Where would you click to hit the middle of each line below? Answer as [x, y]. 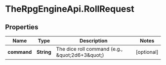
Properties [22, 27]
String [44, 52]
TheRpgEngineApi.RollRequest [70, 9]
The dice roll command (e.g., [89, 49]
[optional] [147, 52]
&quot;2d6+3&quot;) [80, 55]
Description [93, 41]
